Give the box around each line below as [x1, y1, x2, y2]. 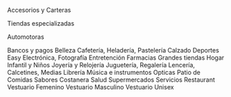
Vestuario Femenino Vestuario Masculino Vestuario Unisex [7, 83, 175, 91]
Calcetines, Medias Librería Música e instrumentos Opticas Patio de [7, 69, 201, 76]
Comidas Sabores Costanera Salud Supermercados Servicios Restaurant [7, 76, 215, 84]
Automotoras [7, 33, 44, 41]
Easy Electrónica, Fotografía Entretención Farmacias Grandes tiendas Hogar [7, 53, 225, 62]
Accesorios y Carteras [7, 6, 71, 14]
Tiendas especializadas [7, 19, 75, 27]
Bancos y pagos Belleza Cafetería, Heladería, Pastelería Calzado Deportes [7, 46, 220, 54]
